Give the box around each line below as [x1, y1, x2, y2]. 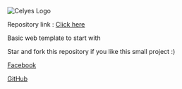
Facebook [7, 61, 37, 69]
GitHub [7, 74, 28, 83]
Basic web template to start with [7, 34, 101, 42]
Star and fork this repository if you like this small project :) [7, 48, 176, 55]
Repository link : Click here [7, 20, 85, 28]
